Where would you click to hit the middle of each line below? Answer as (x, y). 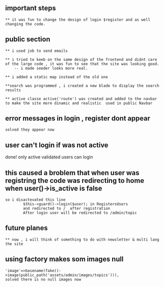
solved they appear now (30, 130)
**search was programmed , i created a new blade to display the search (82, 86)
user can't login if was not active (57, 145)
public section (28, 39)
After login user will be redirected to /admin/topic (80, 213)
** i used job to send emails (37, 51)
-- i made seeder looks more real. (51, 68)
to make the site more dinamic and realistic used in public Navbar (79, 103)
